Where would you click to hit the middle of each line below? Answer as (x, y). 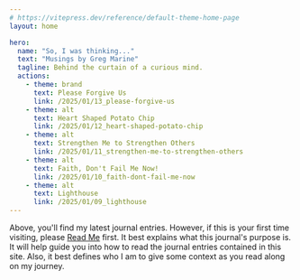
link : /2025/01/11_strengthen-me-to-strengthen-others (138, 152)
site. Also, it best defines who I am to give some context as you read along (147, 257)
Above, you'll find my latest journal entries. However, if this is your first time (150, 228)
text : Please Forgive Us (80, 93)
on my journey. (37, 266)
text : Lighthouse (66, 194)
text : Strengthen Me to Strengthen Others (114, 144)
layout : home (34, 26)
